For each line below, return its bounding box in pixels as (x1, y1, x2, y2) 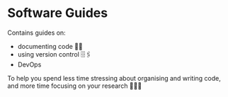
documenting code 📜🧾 (17, 42, 83, 50)
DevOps (17, 60, 42, 69)
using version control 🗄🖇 (17, 50, 92, 58)
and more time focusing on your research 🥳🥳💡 (7, 81, 142, 90)
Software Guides (7, 5, 108, 21)
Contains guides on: (7, 28, 66, 37)
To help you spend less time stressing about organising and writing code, (7, 74, 222, 82)
